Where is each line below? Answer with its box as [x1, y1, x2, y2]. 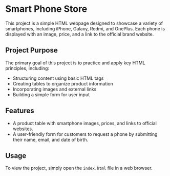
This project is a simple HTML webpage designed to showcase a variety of [5, 20, 163, 26]
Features [5, 107, 34, 115]
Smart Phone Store [5, 3, 88, 15]
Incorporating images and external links [12, 86, 97, 92]
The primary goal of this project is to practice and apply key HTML [5, 60, 145, 66]
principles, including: [5, 65, 50, 71]
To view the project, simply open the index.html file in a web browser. [5, 165, 153, 171]
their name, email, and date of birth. [12, 136, 89, 143]
